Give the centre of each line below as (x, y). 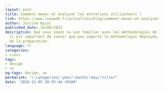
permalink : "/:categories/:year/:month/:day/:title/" (61, 77)
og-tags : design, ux (26, 73)
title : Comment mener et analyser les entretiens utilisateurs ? (73, 14)
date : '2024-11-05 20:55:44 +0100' (41, 82)
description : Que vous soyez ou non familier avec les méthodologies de (81, 32)
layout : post (18, 9)
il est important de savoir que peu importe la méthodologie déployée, (84, 37)
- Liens (13, 55)
